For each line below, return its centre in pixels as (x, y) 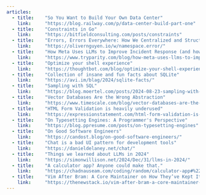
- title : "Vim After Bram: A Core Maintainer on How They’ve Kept (102, 177)
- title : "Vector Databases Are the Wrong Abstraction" (89, 97)
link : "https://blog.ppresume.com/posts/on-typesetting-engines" (108, 126)
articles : (19, 12)
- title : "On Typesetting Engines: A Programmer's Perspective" (100, 120)
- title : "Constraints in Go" (55, 29)
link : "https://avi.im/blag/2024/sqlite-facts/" (86, 80)
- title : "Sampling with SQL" (55, 86)
